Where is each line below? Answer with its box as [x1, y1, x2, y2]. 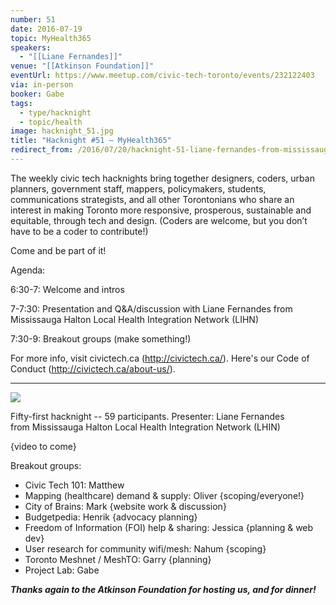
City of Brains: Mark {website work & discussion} [24, 500, 227, 512]
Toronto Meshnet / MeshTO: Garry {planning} [24, 553, 212, 565]
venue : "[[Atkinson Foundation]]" [10, 61, 155, 71]
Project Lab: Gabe [24, 564, 100, 576]
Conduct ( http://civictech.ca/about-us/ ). [10, 362, 176, 375]
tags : [10, 98, 33, 108]
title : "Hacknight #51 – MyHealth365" [10, 136, 172, 146]
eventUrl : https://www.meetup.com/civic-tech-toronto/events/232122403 [10, 71, 315, 81]
